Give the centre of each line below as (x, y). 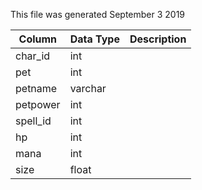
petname (36, 88)
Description (158, 39)
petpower (38, 104)
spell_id (33, 121)
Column (38, 39)
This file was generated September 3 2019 (98, 14)
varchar (88, 88)
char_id (33, 56)
